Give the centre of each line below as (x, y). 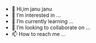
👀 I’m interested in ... (36, 15)
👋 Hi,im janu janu (32, 9)
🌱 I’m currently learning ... (42, 21)
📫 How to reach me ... (38, 34)
